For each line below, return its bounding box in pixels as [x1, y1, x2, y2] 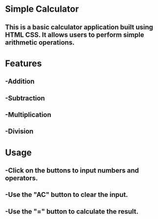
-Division [5, 127, 34, 136]
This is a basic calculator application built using [5, 23, 153, 31]
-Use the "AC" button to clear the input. [5, 191, 128, 199]
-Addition [5, 77, 35, 86]
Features [5, 58, 42, 69]
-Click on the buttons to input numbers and [5, 166, 139, 174]
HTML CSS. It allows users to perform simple [5, 30, 144, 39]
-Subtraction [5, 94, 45, 102]
